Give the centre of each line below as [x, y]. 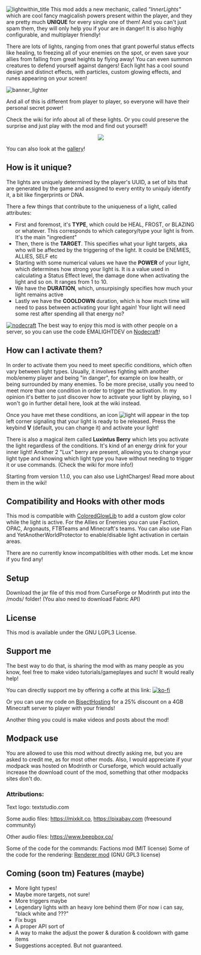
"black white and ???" [42, 913]
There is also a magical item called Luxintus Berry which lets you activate [97, 439]
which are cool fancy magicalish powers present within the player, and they [99, 16]
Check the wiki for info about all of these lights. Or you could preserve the [97, 119]
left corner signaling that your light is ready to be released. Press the [91, 421]
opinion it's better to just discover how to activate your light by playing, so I [99, 397]
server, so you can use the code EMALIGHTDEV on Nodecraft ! [83, 331]
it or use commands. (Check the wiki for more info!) [70, 464]
